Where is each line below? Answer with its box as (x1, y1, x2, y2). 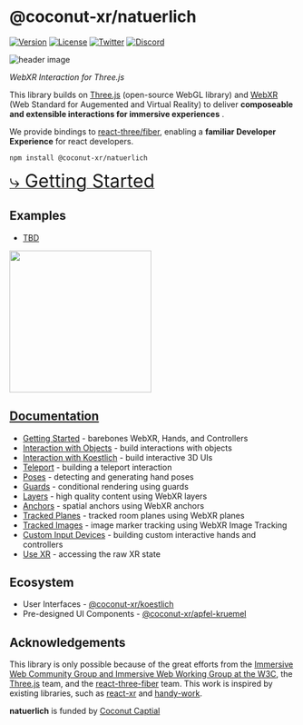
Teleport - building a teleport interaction (22, 462, 172, 472)
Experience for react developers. (9, 135, 134, 146)
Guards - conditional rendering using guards (22, 481, 189, 492)
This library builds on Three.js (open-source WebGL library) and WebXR (9, 89, 279, 100)
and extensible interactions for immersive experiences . (9, 108, 225, 119)
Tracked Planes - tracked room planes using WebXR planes (22, 510, 245, 521)
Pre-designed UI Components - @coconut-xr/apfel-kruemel (22, 609, 247, 620)
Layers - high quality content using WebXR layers (22, 491, 208, 502)
